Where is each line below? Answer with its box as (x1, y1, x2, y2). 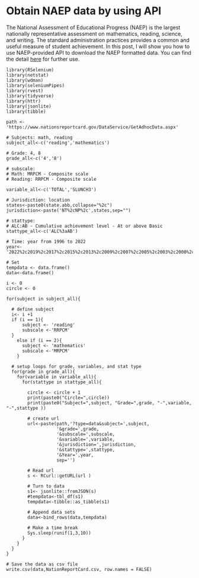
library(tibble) (6, 108, 46, 114)
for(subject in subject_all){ (6, 296, 81, 301)
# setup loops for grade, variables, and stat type (11, 363, 142, 369)
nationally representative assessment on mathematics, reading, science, (6, 30, 182, 37)
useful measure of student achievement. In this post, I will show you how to (6, 43, 190, 50)
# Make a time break (27, 524, 78, 530)
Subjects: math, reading (11, 134, 73, 140)
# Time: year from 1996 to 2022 (6, 238, 86, 244)
